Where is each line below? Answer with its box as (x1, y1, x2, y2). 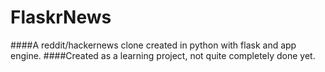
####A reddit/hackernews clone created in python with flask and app (10, 39, 297, 51)
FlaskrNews (10, 6, 112, 29)
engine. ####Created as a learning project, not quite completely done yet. (10, 49, 316, 61)
